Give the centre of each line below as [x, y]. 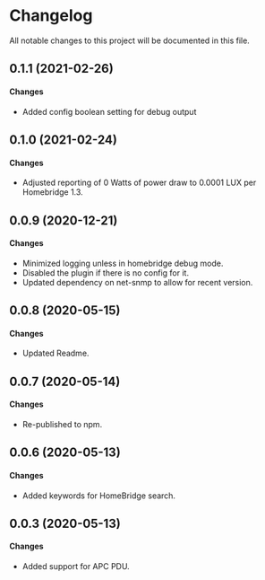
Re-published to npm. [62, 424]
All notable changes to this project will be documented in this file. [130, 40]
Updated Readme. [56, 353]
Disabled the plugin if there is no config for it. [106, 272]
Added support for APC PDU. [76, 567]
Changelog [51, 16]
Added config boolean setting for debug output [109, 111]
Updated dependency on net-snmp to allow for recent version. [137, 282]
